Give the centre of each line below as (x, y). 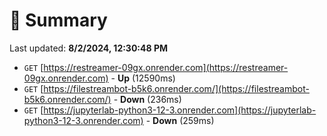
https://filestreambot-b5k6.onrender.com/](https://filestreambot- (176, 88)
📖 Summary (58, 20)
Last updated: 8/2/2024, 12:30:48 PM (89, 48)
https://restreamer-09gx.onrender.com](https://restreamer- (166, 67)
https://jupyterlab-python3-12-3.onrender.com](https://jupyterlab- (180, 110)
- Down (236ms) (147, 99)
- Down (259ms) (180, 120)
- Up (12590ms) (143, 78)
